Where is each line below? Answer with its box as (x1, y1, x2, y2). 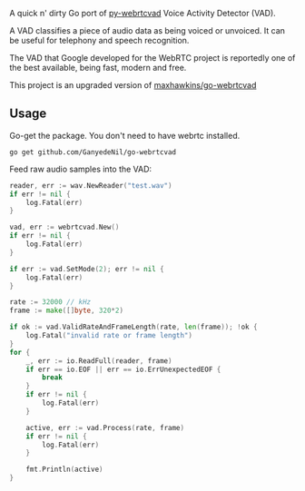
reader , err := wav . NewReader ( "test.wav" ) (9, 181, 172, 190)
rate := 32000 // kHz (9, 298, 92, 307)
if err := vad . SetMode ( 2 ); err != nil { (9, 264, 165, 273)
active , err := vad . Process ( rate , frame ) (25, 423, 184, 432)
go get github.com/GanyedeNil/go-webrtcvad (9, 147, 177, 157)
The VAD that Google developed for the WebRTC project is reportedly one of (9, 53, 296, 63)
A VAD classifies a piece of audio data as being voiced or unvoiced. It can (9, 25, 286, 35)
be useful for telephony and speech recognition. (9, 35, 190, 45)
